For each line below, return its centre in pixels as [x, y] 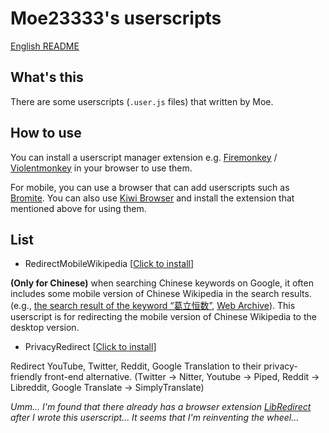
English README [45, 46]
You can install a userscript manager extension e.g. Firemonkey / [144, 157]
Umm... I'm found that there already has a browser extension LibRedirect [161, 407]
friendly [26, 377]
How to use [46, 133]
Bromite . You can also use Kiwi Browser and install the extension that [152, 198]
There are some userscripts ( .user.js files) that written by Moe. [142, 101]
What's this [47, 77]
